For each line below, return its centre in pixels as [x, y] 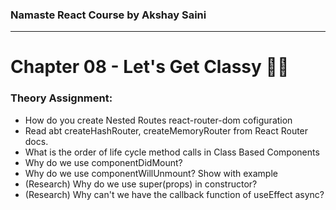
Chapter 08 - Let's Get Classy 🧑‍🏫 [150, 67]
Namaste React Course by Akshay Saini [108, 15]
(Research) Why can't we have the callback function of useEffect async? [174, 194]
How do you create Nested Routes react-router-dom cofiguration [158, 120]
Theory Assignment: [61, 98]
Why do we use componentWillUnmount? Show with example [151, 173]
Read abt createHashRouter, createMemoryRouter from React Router [166, 130]
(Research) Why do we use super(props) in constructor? [141, 184]
